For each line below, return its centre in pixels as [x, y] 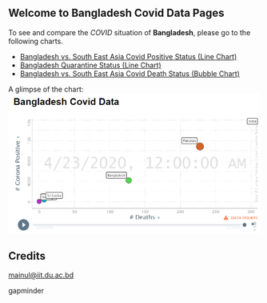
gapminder [26, 291]
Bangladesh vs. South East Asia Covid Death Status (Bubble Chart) [130, 73]
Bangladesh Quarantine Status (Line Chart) [90, 65]
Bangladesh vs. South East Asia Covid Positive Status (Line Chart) [128, 56]
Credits [27, 256]
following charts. [36, 41]
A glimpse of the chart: [46, 89]
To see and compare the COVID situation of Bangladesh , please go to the [130, 32]
